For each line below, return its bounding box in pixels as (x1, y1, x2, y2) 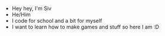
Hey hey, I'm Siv (11, 5, 52, 12)
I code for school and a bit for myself (11, 17, 103, 24)
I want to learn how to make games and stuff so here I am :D (11, 23, 159, 30)
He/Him (11, 11, 31, 18)
